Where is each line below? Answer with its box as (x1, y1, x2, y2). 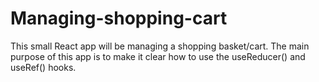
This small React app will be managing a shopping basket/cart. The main (10, 40, 310, 52)
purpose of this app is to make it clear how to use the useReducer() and (10, 50, 306, 62)
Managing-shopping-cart (10, 7, 228, 30)
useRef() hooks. (10, 61, 77, 73)
